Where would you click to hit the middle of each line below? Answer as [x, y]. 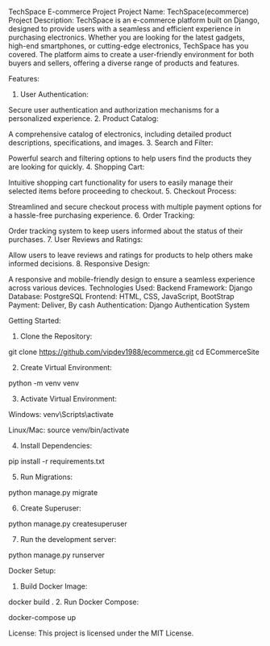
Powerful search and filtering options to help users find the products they [130, 158]
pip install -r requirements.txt [56, 461]
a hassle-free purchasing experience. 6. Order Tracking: [102, 215]
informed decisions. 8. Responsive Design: [79, 264]
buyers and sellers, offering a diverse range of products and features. [124, 63]
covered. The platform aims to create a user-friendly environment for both [131, 54]
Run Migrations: [46, 477]
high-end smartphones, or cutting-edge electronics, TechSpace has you [129, 46]
